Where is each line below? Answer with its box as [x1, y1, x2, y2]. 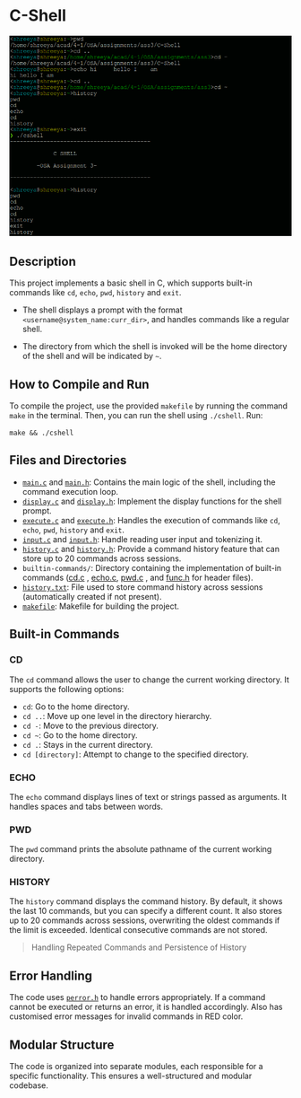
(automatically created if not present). [21, 591, 162, 602]
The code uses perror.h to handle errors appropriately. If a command [9, 992, 266, 1003]
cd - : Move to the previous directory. [21, 720, 159, 731]
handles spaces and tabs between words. [9, 801, 164, 812]
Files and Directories [9, 452, 127, 468]
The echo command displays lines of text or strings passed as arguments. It [9, 791, 288, 802]
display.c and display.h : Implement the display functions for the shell [21, 496, 282, 506]
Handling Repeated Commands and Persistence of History [30, 942, 247, 953]
